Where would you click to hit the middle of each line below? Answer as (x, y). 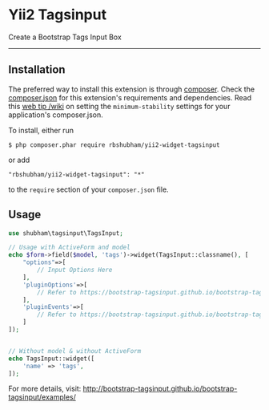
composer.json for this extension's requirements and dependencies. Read (130, 97)
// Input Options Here (75, 270)
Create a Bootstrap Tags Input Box (65, 37)
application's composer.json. (56, 115)
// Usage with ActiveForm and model (69, 248)
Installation (37, 70)
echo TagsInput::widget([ (51, 359)
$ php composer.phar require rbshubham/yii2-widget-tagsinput (114, 145)
